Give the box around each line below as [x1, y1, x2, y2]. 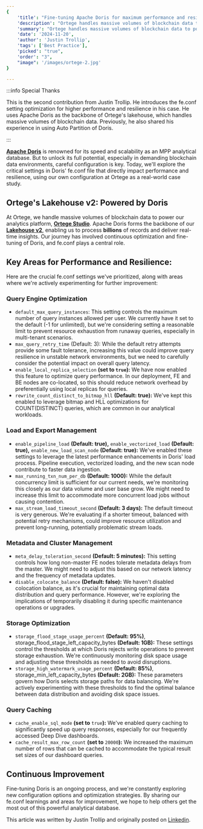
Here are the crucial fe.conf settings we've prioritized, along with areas [6, 273, 183, 280]
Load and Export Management [6, 426, 97, 434]
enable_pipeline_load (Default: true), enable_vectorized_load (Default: [14, 440, 195, 447]
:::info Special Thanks [6, 87, 60, 94]
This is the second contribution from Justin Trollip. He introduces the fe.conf [6, 99, 197, 106]
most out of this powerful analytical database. [6, 804, 121, 811]
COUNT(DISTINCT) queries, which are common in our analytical [14, 405, 175, 412]
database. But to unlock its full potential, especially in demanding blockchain [6, 154, 197, 162]
